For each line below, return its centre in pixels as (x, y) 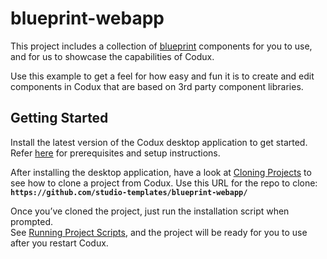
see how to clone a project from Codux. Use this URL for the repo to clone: (164, 183)
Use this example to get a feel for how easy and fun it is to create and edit (162, 76)
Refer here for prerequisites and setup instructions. (115, 153)
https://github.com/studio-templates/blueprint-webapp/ (129, 192)
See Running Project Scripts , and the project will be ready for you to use (159, 232)
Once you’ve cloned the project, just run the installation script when (150, 211)
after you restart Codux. (59, 243)
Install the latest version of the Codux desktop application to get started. (159, 142)
